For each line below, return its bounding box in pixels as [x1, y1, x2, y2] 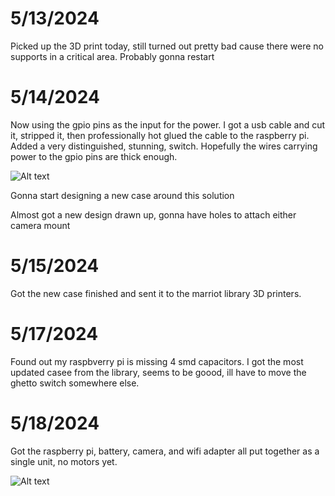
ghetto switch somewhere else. [10, 377, 140, 389]
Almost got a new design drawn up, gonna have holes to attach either [10, 208, 297, 221]
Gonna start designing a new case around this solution [10, 189, 235, 201]
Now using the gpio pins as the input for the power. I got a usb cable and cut [10, 118, 326, 131]
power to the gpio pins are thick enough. [10, 150, 178, 162]
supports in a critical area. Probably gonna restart [10, 50, 215, 62]
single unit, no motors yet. [10, 455, 118, 467]
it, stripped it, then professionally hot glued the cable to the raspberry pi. [10, 129, 310, 141]
